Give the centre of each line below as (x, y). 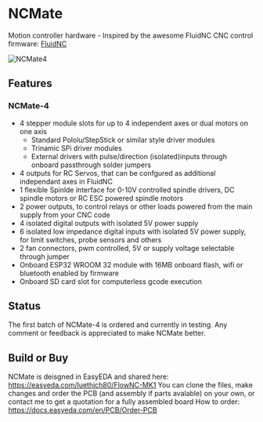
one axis (33, 131)
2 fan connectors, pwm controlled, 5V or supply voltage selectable (127, 248)
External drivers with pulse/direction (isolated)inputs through (129, 156)
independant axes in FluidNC (66, 181)
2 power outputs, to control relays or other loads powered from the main (136, 206)
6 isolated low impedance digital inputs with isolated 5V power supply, (133, 231)
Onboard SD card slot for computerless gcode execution (110, 281)
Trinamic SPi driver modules (77, 148)
